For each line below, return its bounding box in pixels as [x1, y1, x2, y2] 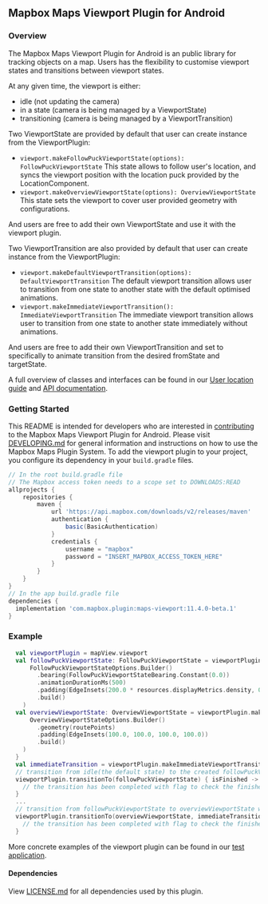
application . [8, 850, 47, 860]
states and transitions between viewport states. [8, 66, 164, 75]
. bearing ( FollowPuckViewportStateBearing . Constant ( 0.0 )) [37, 671, 230, 679]
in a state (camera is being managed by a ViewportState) [19, 105, 207, 114]
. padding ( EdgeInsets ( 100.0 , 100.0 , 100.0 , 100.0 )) [37, 731, 209, 739]
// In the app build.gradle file [8, 589, 120, 598]
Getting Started [8, 403, 69, 414]
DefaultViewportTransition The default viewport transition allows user [19, 276, 252, 285]
